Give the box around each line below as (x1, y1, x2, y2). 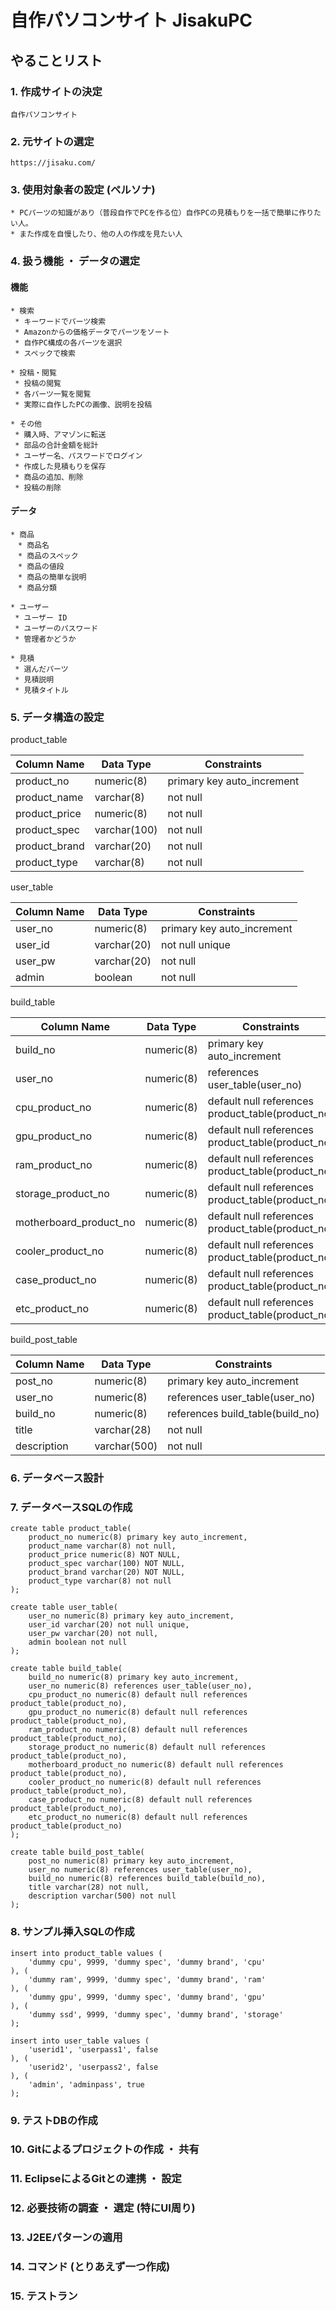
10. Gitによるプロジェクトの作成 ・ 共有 (10, 2142, 200, 2156)
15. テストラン (10, 2289, 78, 2303)
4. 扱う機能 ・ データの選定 (10, 254, 141, 268)
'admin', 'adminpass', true (28, 2079, 145, 2090)
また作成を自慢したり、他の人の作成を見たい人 (19, 229, 183, 240)
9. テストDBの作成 (10, 2113, 98, 2127)
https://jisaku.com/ (10, 158, 97, 168)
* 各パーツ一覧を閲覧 (14, 389, 92, 399)
